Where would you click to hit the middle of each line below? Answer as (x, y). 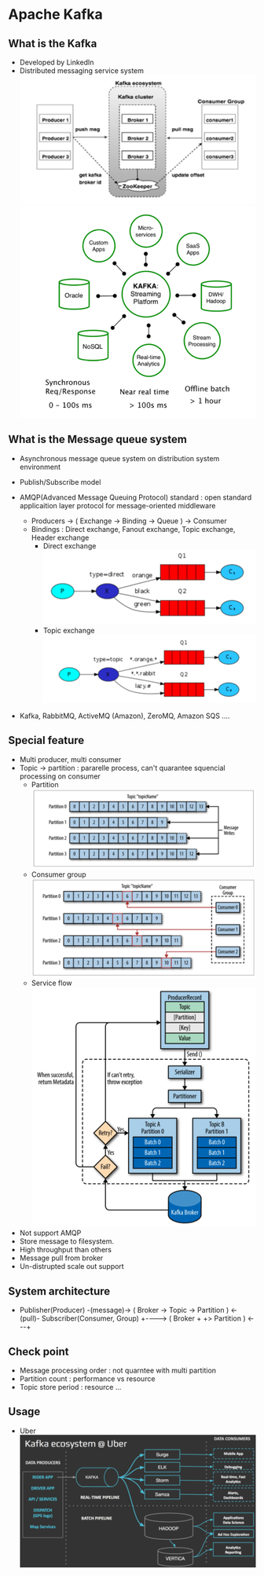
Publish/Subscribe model (60, 482)
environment (40, 467)
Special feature (46, 740)
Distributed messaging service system (81, 71)
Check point (38, 1352)
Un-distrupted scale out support (71, 1266)
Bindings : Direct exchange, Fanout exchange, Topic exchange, (133, 529)
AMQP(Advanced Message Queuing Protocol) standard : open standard (136, 497)
